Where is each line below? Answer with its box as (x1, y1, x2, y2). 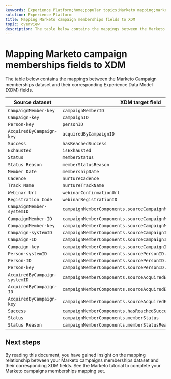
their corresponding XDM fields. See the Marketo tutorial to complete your (5, 362, 161, 368)
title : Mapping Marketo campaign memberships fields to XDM (5, 17, 136, 22)
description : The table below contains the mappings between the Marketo (5, 26, 165, 32)
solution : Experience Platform (5, 12, 72, 17)
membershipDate (62, 169, 99, 175)
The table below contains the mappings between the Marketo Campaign (5, 76, 157, 82)
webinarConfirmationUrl (62, 189, 120, 196)
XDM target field (120, 99, 161, 106)
